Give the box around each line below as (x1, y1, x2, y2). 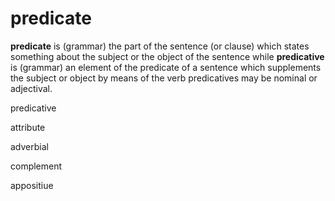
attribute (10, 121, 46, 133)
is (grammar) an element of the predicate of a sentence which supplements (10, 61, 322, 73)
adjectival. (10, 82, 53, 94)
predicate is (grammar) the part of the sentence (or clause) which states (10, 40, 310, 52)
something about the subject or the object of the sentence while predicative (10, 50, 325, 62)
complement (10, 160, 63, 172)
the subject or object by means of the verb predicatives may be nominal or (10, 72, 318, 84)
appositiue (10, 179, 54, 191)
